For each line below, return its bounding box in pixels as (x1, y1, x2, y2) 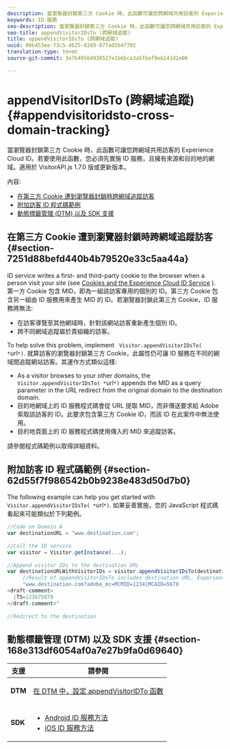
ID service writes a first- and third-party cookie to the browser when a (7, 271, 205, 279)
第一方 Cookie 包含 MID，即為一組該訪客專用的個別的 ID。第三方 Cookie (7, 286, 211, 295)
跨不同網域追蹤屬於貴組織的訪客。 (16, 327, 114, 335)
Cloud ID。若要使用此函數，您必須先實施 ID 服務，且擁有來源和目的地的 (7, 154, 209, 162)
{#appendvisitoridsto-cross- (7, 107, 175, 123)
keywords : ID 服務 (7, 16, 57, 23)
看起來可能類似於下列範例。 (7, 509, 86, 518)
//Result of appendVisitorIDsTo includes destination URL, (22, 575, 194, 581)
